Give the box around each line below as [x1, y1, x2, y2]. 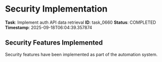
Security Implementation [5, 3, 108, 15]
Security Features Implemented [5, 39, 103, 47]
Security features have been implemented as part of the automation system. [5, 51, 158, 57]
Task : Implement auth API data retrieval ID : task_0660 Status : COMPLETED [5, 19, 157, 25]
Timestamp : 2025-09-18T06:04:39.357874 [5, 24, 92, 30]
